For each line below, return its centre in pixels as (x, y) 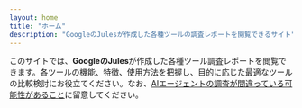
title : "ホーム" (37, 26)
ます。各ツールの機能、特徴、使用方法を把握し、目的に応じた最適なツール (155, 72)
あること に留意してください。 (88, 94)
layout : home (34, 18)
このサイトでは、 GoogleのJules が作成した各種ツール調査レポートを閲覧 (144, 61)
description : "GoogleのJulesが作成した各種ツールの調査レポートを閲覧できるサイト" (152, 34)
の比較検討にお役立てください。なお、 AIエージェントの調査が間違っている (147, 84)
